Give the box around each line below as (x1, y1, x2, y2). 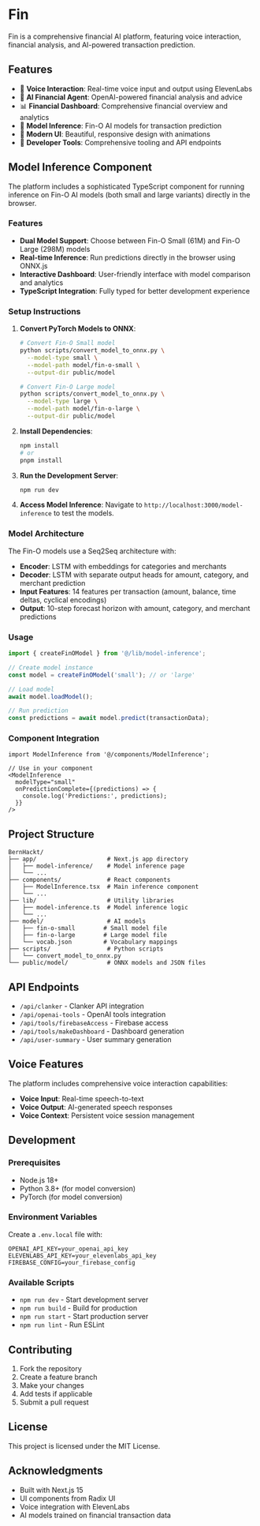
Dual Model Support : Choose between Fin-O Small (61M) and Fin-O (19, 235, 240, 246)
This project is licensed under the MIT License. (8, 1441, 161, 1450)
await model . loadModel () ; (8, 692, 93, 700)
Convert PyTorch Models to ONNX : (19, 324, 136, 333)
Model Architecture (8, 528, 84, 539)
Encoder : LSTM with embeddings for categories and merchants (19, 561, 227, 571)
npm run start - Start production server (19, 1312, 149, 1322)
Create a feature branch (19, 1372, 98, 1382)
